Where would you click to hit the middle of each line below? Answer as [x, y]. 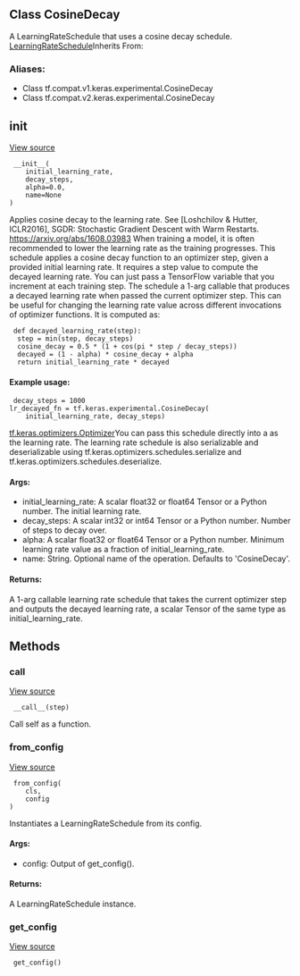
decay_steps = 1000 [50, 401]
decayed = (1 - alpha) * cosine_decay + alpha [105, 354]
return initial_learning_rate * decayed [93, 362]
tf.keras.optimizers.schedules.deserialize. [86, 462]
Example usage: [40, 382]
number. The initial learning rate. [82, 511]
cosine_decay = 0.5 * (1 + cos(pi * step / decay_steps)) [128, 346]
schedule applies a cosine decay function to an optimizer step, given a [139, 257]
